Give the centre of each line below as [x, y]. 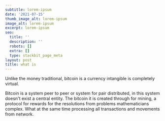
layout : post [18, 60]
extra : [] [19, 51]
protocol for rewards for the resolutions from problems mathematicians [77, 104]
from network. [19, 114]
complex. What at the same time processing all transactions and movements [82, 109]
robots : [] [21, 46]
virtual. [12, 84]
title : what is [21, 64]
